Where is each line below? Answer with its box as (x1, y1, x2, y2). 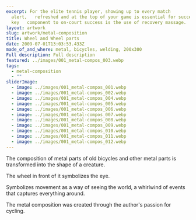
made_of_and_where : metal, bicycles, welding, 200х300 (6, 47, 142, 53)
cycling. (6, 207, 25, 214)
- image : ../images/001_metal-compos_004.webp (11, 95, 127, 101)
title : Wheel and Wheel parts (6, 36, 80, 41)
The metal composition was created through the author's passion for (6, 201, 171, 208)
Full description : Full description (6, 52, 95, 58)
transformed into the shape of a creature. (6, 161, 106, 168)
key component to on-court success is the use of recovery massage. (11, 19, 187, 25)
